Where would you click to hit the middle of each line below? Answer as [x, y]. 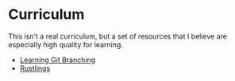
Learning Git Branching [58, 60]
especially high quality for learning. [65, 44]
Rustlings [35, 68]
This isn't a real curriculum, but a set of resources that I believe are [118, 36]
